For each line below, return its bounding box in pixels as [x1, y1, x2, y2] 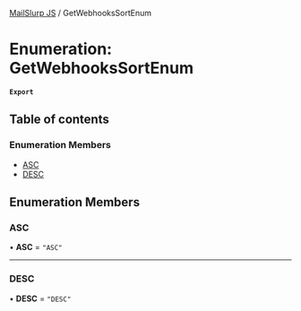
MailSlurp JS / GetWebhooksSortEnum [9, 8, 152, 18]
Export [9, 87, 34, 97]
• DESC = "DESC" [9, 293, 72, 304]
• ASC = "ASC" [9, 242, 63, 253]
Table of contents [9, 112, 109, 127]
